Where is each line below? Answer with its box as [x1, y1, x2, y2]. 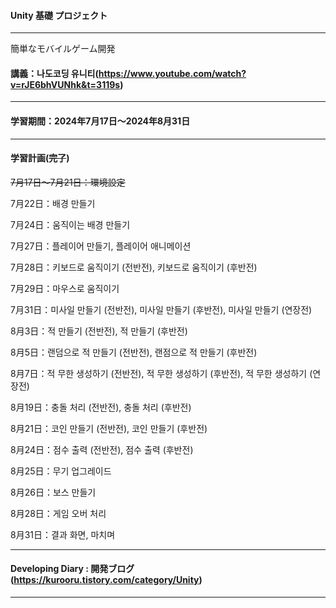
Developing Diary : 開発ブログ [10, 563, 135, 575]
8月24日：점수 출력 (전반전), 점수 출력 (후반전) [10, 443, 194, 455]
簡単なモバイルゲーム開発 [10, 43, 116, 55]
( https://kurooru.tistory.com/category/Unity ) [10, 574, 203, 586]
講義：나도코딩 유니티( [10, 67, 99, 79]
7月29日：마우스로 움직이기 [10, 282, 120, 294]
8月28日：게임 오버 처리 [10, 507, 107, 519]
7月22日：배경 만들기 [10, 197, 96, 209]
